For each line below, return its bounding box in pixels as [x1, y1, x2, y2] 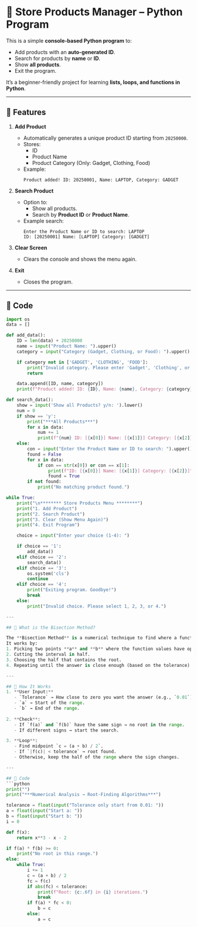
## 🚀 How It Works [6, 683, 51, 689]
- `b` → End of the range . [13, 706, 80, 712]
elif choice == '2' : [16, 554, 67, 560]
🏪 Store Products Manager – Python [6, 5, 183, 19]
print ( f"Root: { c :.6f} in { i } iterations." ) [37, 889, 148, 895]
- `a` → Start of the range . [13, 700, 85, 706]
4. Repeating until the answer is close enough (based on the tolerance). [6, 662, 193, 668]
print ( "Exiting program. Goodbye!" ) [27, 587, 117, 593]
